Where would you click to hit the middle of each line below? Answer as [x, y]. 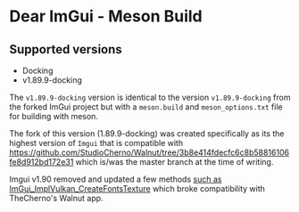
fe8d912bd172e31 [42, 162]
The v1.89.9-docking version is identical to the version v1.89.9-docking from [150, 97]
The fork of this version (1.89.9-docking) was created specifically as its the [147, 134]
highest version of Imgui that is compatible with [96, 143]
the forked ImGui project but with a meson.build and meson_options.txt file [146, 107]
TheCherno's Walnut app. [57, 198]
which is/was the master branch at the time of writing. [174, 162]
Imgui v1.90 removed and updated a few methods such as [116, 179]
